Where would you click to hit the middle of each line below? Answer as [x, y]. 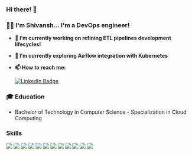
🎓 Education [25, 97]
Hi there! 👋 [22, 9]
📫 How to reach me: [40, 68]
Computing [28, 118]
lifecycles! [28, 44]
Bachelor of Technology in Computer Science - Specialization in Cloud [100, 112]
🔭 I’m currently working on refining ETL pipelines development [93, 38]
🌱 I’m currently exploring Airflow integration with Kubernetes [91, 56]
